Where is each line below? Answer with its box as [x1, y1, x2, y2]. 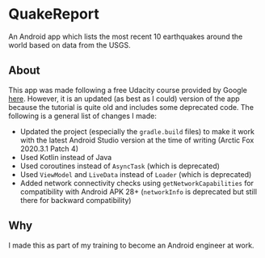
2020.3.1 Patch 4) [19, 143, 79, 154]
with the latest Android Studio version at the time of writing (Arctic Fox [19, 135, 254, 145]
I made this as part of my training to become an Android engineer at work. [8, 240, 254, 250]
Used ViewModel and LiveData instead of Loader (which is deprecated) [19, 169, 252, 179]
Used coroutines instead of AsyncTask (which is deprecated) [19, 161, 221, 171]
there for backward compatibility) [19, 195, 132, 205]
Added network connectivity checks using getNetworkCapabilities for [19, 178, 254, 188]
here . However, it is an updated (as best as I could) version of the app [8, 94, 240, 104]
